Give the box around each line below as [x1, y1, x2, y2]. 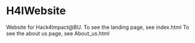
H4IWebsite [6, 4, 66, 18]
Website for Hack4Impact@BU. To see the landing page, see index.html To [6, 24, 190, 31]
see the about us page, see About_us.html [6, 29, 110, 37]
